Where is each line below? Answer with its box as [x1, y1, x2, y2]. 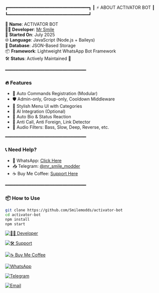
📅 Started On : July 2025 [5, 32, 55, 38]
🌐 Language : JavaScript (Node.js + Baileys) [5, 37, 95, 43]
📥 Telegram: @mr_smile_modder [12, 163, 80, 169]
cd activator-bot [5, 212, 41, 217]
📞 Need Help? [5, 146, 37, 153]
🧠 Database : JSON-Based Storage [5, 43, 76, 49]
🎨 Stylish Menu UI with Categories [12, 103, 83, 109]
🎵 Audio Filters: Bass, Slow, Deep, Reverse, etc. [12, 124, 109, 130]
